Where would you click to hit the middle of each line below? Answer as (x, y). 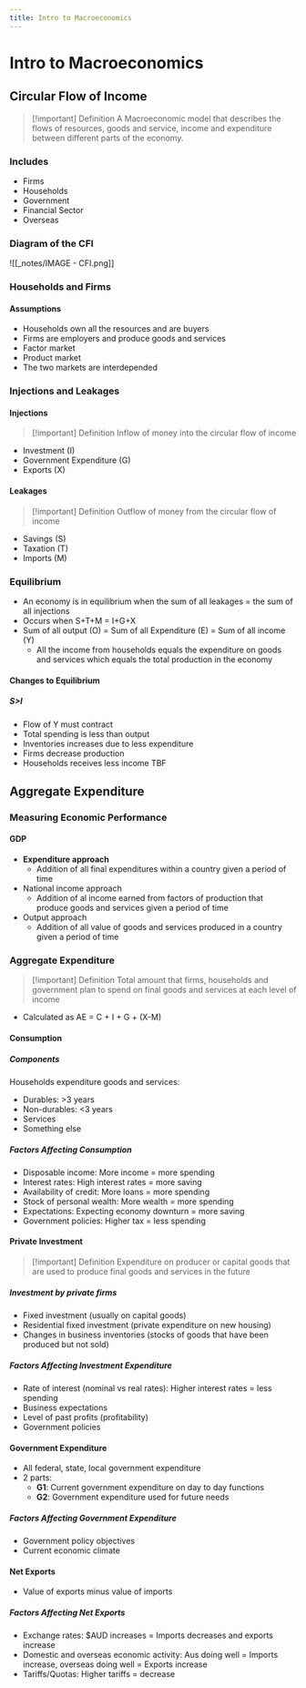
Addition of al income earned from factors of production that (150, 898)
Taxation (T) (45, 548)
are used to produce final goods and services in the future (141, 1272)
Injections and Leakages (65, 391)
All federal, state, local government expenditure (112, 1468)
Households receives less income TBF (94, 762)
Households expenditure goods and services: (95, 1081)
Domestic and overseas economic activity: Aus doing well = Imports (150, 1655)
